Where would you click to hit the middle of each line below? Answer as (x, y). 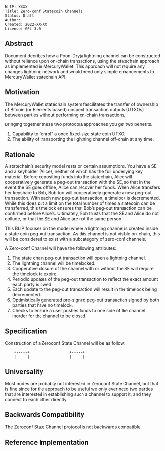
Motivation (22, 92)
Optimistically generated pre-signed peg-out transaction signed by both (85, 300)
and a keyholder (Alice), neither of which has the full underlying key (74, 172)
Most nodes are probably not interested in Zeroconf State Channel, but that (82, 384)
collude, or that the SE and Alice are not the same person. (64, 219)
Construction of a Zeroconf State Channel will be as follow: (65, 343)
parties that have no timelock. (42, 305)
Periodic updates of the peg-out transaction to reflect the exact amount (85, 279)
